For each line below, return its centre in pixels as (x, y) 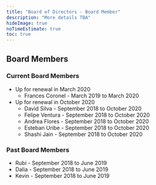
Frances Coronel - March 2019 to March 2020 (82, 96)
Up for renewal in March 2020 (53, 89)
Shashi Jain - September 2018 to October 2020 (83, 134)
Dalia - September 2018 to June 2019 (62, 169)
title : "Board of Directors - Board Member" (63, 12)
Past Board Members (38, 150)
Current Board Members (43, 76)
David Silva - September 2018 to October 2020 (83, 108)
